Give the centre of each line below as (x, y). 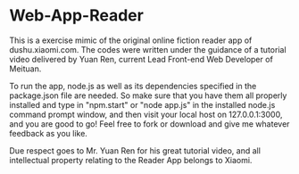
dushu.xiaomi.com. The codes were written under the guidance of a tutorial (148, 49)
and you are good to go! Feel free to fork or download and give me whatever (149, 124)
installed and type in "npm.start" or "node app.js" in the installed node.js (142, 104)
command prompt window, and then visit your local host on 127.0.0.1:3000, (146, 114)
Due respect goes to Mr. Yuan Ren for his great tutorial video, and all (135, 150)
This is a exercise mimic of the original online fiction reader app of (131, 40)
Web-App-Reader (77, 16)
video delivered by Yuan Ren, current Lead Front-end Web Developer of (141, 59)
